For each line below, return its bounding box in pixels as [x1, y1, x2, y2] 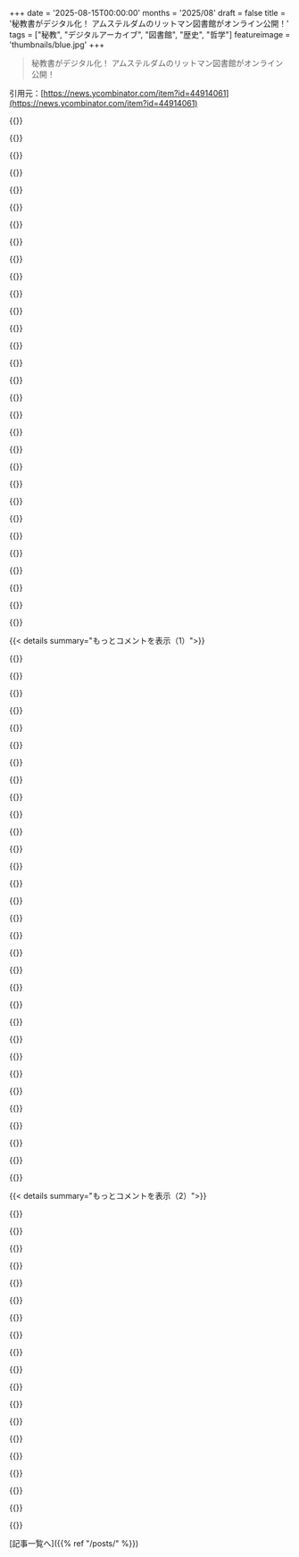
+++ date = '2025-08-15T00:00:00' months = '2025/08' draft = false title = [9, 8, 286, 18]
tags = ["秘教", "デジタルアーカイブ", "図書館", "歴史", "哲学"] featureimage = [9, 29, 291, 39]
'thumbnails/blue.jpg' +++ [9, 39, 105, 50]
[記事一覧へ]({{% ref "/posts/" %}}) [9, 1538, 139, 1548]
